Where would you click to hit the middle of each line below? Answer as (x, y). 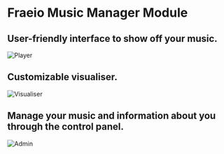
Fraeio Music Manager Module (98, 13)
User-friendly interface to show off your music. (113, 39)
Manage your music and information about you (112, 116)
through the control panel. (65, 127)
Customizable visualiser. (62, 77)
